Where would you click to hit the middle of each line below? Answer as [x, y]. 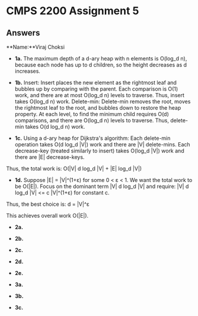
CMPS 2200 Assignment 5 [73, 11]
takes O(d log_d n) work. [55, 127]
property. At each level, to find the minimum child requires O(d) [92, 114]
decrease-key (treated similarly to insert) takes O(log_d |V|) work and [100, 151]
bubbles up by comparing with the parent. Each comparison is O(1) [96, 89]
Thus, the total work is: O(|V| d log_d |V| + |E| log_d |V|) [74, 168]
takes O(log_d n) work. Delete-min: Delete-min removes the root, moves [103, 101]
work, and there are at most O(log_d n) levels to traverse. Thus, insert [100, 95]
